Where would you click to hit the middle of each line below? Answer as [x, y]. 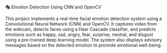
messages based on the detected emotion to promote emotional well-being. [83, 45]
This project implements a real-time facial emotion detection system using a [83, 18]
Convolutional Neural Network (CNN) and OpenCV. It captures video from [81, 24]
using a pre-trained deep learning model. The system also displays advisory [84, 40]
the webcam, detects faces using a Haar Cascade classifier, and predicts [81, 29]
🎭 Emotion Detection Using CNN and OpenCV [53, 7]
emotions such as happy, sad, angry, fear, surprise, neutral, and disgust [79, 34]
